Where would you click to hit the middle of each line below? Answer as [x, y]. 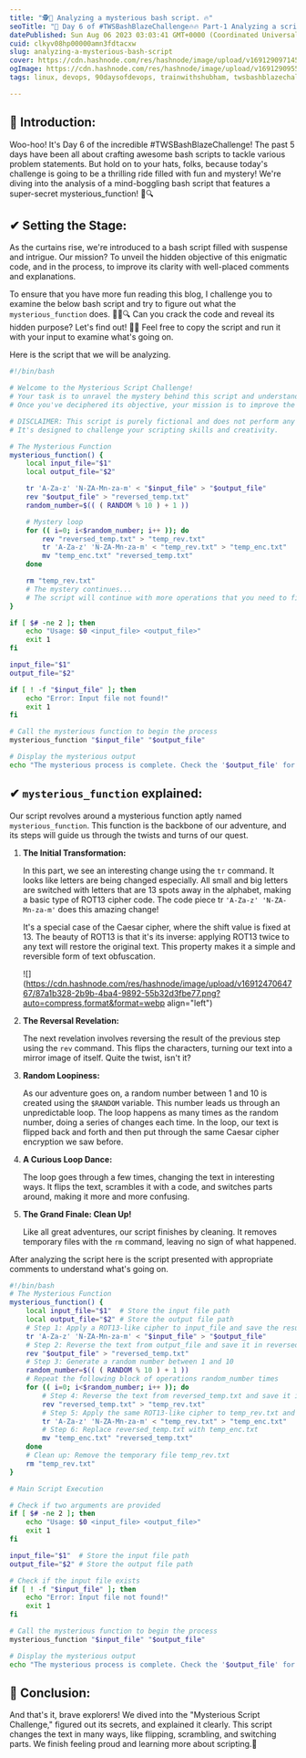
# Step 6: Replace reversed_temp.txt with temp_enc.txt [150, 1430]
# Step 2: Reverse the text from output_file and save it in [144, 1345]
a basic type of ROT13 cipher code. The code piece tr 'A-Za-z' [140, 900]
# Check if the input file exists [75, 1581]
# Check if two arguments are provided [85, 1505]
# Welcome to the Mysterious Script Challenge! [102, 388]
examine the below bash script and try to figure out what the [123, 304]
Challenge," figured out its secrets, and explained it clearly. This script [141, 1725]
